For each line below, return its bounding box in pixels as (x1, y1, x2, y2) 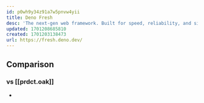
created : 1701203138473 (6, 32, 67, 38)
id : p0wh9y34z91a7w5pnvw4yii (6, 8, 80, 15)
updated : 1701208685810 (6, 25, 67, 32)
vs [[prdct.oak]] (6, 78, 54, 86)
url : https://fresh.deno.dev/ (6, 37, 83, 43)
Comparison (6, 59, 55, 70)
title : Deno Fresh (6, 15, 53, 21)
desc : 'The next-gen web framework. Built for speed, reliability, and (6, 20, 191, 26)
